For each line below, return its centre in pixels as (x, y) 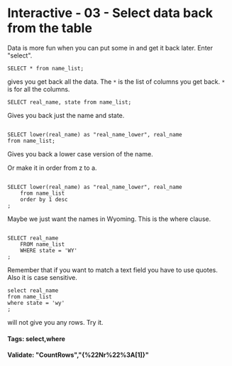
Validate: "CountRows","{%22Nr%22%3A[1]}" (78, 355)
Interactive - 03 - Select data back (110, 13)
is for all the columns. (39, 89)
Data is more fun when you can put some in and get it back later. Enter (110, 48)
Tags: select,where (37, 338)
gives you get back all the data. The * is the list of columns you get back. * (116, 81)
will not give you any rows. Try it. (55, 322)
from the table (50, 28)
